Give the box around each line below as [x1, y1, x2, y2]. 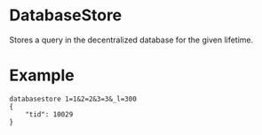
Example [9, 65, 75, 86]
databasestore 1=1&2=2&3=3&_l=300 [9, 94, 138, 103]
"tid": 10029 [25, 109, 74, 119]
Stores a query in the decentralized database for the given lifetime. [9, 34, 254, 45]
